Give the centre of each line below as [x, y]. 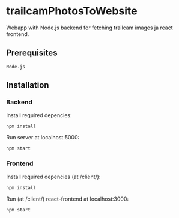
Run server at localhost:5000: [43, 138]
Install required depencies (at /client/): [53, 177]
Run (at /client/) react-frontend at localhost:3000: [68, 199]
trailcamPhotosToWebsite [72, 11]
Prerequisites [32, 53]
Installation [28, 85]
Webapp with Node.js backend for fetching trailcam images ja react [89, 28]
